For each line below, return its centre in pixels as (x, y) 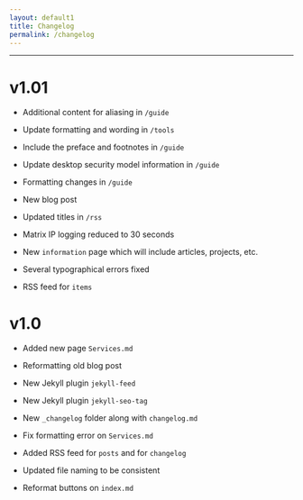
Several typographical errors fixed (86, 269)
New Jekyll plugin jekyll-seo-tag (85, 401)
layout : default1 (42, 18)
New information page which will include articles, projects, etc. (140, 252)
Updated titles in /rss (62, 217)
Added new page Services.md (78, 349)
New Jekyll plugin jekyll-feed (79, 383)
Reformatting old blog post (72, 366)
